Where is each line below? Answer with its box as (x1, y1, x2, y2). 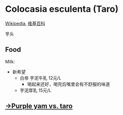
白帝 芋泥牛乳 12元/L (19, 75, 61, 81)
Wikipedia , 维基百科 (5, 20, 46, 26)
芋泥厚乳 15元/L (19, 87, 52, 93)
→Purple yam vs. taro (5, 102, 73, 111)
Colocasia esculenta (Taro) (5, 3, 119, 15)
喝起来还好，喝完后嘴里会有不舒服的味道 (27, 81, 110, 87)
